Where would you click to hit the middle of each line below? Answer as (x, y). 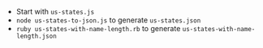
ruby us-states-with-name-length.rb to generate (98, 28)
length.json (36, 36)
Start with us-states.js (55, 12)
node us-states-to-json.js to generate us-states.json (108, 20)
